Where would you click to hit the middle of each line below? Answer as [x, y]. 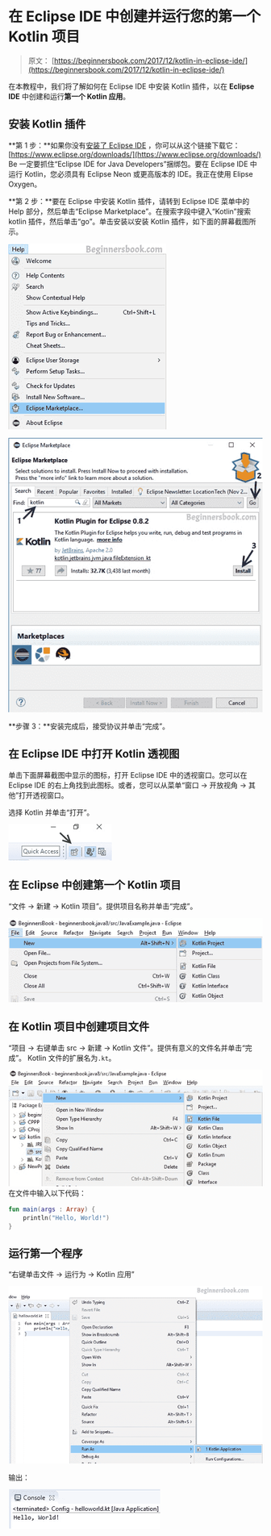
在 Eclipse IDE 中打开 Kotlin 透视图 [94, 754]
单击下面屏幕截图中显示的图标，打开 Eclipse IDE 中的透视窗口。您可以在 [128, 774]
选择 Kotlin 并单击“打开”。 [51, 812]
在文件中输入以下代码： [47, 1193]
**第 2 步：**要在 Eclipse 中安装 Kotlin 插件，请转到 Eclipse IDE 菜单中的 [129, 201]
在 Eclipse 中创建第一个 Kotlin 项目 [95, 885]
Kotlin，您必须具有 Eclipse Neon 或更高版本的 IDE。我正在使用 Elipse [138, 173]
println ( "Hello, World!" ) [67, 1218]
